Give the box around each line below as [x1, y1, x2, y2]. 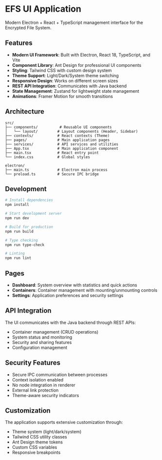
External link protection [12, 387, 59, 393]
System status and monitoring [12, 334, 72, 340]
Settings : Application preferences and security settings [12, 292, 124, 298]
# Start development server [5, 211, 62, 216]
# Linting [5, 251, 25, 256]
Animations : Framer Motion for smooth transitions [12, 93, 113, 99]
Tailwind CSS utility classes [12, 434, 67, 440]
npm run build [5, 229, 34, 234]
